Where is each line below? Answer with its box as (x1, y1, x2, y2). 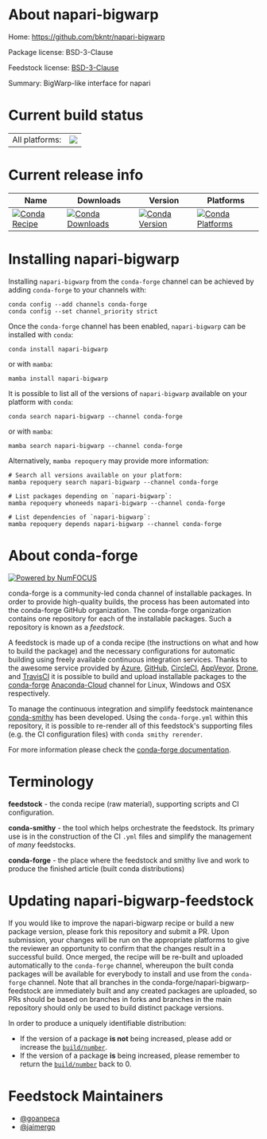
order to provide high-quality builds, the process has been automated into (8, 596, 250, 607)
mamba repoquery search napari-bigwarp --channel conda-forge (8, 478, 219, 486)
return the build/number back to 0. (19, 1058, 132, 1069)
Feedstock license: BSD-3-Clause (8, 62, 119, 73)
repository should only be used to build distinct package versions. (8, 1003, 224, 1012)
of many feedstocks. (8, 839, 76, 850)
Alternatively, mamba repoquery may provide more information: (8, 456, 209, 465)
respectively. (8, 688, 50, 698)
